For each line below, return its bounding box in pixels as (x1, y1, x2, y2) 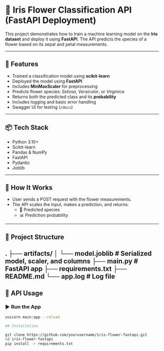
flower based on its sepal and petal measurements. (5, 41, 108, 47)
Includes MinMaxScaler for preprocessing (12, 83, 98, 89)
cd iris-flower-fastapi (5, 337, 54, 342)
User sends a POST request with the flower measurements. (12, 196, 132, 202)
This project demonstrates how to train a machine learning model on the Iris (5, 31, 158, 37)
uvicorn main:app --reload (5, 314, 60, 319)
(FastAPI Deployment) (5, 15, 97, 26)
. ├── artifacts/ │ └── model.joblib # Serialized (5, 249, 152, 258)
